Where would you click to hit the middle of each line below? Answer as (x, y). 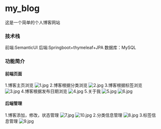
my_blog (22, 8)
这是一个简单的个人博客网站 (33, 22)
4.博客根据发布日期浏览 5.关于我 (61, 91)
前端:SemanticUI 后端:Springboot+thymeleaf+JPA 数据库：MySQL (71, 48)
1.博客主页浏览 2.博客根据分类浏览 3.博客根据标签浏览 (74, 86)
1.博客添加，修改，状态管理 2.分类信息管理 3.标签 (78, 115)
